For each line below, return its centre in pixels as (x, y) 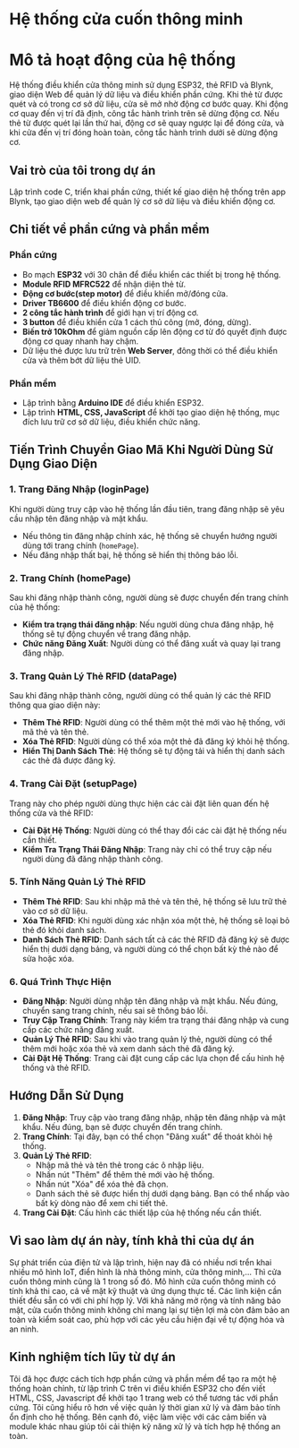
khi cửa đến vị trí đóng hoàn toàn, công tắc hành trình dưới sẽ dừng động (144, 133)
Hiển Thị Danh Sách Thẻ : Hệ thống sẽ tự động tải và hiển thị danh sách (154, 751)
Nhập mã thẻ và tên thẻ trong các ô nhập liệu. (120, 1165)
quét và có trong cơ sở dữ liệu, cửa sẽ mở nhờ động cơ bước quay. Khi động (149, 104)
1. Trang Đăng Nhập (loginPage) (79, 490)
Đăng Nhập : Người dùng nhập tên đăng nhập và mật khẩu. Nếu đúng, (150, 1001)
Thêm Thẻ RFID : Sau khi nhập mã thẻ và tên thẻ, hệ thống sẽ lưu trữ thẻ (154, 901)
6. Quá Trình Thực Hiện (60, 981)
